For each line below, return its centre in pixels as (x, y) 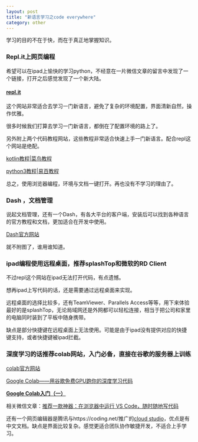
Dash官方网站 (23, 235)
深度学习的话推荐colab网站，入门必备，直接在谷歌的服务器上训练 (99, 354)
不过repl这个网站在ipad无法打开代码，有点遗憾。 (65, 278)
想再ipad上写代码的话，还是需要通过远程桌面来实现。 (71, 290)
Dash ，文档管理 (29, 200)
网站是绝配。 (27, 146)
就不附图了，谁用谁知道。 (37, 247)
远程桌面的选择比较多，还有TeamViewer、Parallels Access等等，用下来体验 (98, 303)
